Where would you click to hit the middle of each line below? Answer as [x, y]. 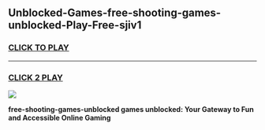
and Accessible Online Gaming [60, 117]
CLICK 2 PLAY [35, 77]
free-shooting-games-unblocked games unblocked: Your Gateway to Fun [131, 109]
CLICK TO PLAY [39, 48]
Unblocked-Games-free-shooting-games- [115, 13]
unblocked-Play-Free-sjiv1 [75, 26]
